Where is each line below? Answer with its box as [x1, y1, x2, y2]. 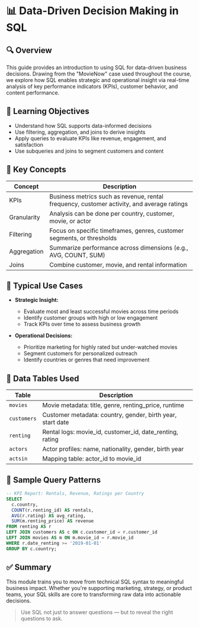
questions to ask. [20, 615, 63, 622]
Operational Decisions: [14, 332, 73, 339]
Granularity [9, 213, 40, 221]
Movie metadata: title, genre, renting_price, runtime [42, 401, 185, 409]
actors [9, 446, 28, 453]
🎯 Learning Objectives [6, 106, 90, 116]
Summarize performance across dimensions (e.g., [49, 244, 188, 252]
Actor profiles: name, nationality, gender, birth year [42, 445, 184, 453]
